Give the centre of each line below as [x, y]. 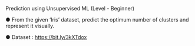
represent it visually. [30, 26]
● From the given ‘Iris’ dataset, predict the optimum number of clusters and [97, 20]
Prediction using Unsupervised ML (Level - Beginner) [70, 8]
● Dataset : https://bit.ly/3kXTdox [46, 37]
